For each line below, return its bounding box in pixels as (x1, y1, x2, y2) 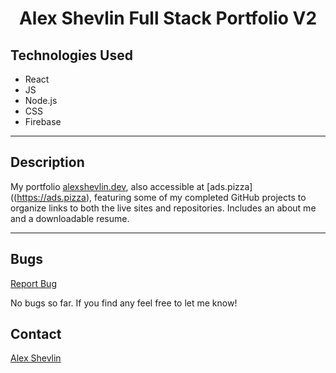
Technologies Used (10, 47, 133, 64)
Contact (10, 326, 62, 343)
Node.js (24, 95, 58, 106)
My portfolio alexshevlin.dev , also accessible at (10, 180, 205, 192)
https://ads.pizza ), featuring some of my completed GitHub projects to (16, 191, 307, 203)
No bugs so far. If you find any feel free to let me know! (10, 297, 238, 309)
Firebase (24, 116, 62, 127)
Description (10, 154, 85, 171)
